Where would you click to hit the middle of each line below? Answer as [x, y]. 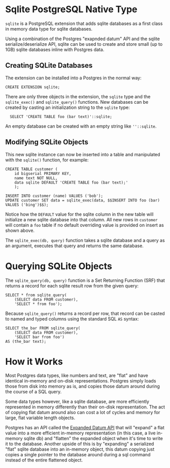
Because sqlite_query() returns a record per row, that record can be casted [85, 313]
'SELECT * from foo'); [38, 304]
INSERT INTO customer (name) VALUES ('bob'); [54, 196]
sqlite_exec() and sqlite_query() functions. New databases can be [77, 102]
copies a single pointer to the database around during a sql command [78, 455]
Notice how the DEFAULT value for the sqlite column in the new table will [79, 214]
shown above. [20, 230]
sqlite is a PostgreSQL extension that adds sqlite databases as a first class [84, 23]
